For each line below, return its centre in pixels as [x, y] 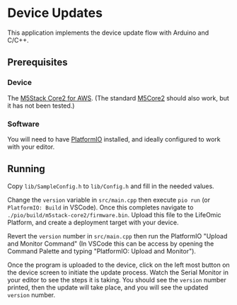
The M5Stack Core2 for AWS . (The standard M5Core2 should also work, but [118, 98]
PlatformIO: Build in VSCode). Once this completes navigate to [100, 207]
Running [27, 169]
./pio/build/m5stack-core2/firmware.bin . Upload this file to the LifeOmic [114, 214]
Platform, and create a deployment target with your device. [93, 222]
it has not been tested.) [41, 105]
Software [24, 124]
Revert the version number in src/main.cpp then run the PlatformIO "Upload [117, 236]
